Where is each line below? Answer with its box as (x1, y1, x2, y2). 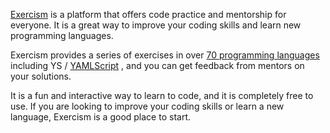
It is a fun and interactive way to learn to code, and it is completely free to (10, 90, 314, 101)
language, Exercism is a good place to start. (10, 111, 191, 123)
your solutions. (10, 70, 72, 82)
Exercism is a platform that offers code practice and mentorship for (10, 9, 287, 20)
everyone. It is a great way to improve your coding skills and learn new (10, 19, 302, 31)
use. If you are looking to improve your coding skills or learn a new (10, 100, 285, 112)
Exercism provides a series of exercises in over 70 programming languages (10, 49, 320, 61)
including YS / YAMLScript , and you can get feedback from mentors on (10, 60, 305, 71)
